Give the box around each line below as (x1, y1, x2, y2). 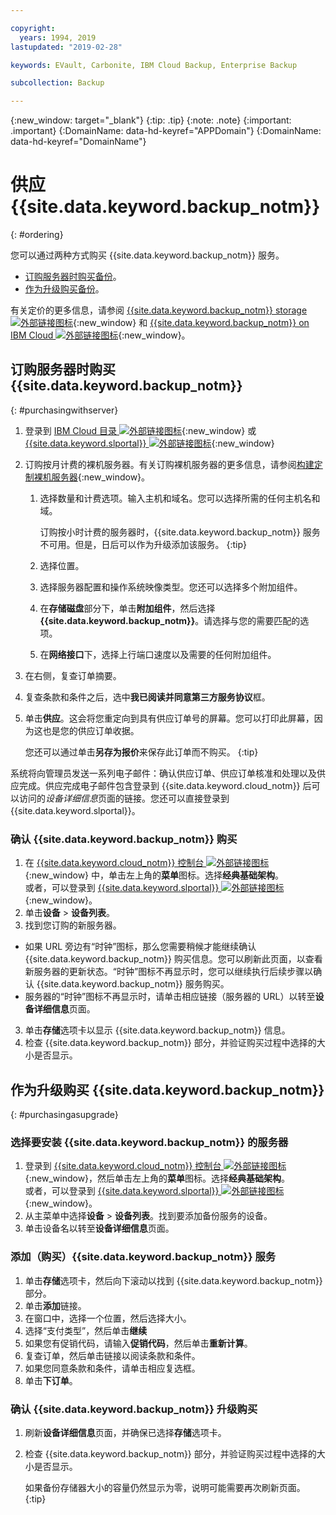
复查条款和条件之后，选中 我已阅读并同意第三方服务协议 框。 (24, 691, 271, 703)
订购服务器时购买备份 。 (24, 271, 122, 283)
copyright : (10, 23, 56, 33)
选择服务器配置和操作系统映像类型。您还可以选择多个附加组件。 (39, 581, 303, 593)
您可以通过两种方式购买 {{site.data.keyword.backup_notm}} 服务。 (10, 249, 285, 261)
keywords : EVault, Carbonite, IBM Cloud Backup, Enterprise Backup (10, 60, 298, 70)
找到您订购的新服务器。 (24, 919, 122, 931)
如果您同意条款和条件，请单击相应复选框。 (24, 1362, 201, 1374)
